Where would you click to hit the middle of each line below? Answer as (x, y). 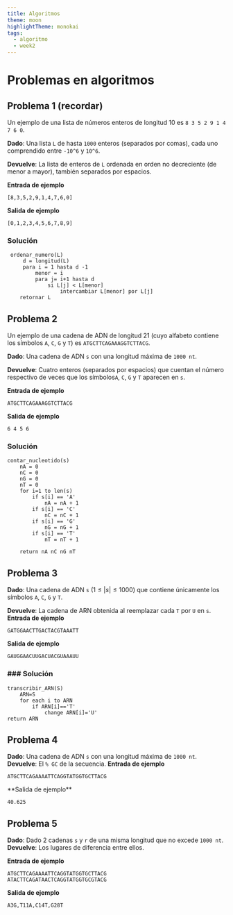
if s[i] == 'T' (54, 534)
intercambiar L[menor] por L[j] (107, 292)
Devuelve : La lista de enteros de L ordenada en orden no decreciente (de (112, 164)
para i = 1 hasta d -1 (55, 267)
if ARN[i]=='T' (54, 706)
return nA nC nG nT (48, 552)
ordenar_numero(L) (37, 255)
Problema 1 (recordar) (55, 106)
